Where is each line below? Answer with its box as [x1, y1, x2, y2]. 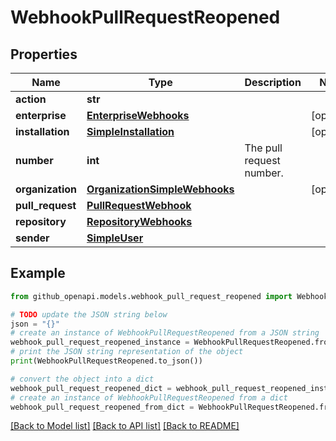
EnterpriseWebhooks [86, 109, 190, 122]
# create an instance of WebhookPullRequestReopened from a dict [10, 392, 288, 403]
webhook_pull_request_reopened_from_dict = [10, 402, 195, 412]
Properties [10, 46, 78, 63]
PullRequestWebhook [86, 199, 192, 212]
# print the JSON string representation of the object [10, 347, 244, 357]
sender [15, 231, 50, 245]
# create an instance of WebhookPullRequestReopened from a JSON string [10, 328, 320, 338]
